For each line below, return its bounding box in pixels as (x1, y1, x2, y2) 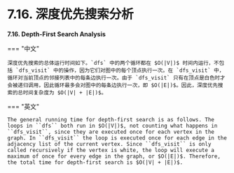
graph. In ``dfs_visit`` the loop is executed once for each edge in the (7, 134, 228, 142)
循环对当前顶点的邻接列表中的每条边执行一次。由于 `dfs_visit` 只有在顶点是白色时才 (7, 74, 226, 81)
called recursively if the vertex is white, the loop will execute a (7, 146, 215, 153)
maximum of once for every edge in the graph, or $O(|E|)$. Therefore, (7, 153, 221, 160)
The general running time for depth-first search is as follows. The (7, 116, 215, 123)
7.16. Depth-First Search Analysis (7, 29, 106, 38)
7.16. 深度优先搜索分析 (7, 6, 135, 22)
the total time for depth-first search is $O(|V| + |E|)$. (7, 158, 184, 166)
